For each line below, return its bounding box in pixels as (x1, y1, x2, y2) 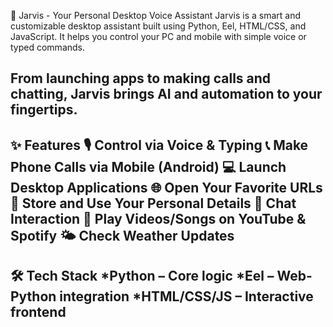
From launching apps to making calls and (10, 70, 272, 87)
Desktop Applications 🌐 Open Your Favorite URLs (10, 179, 323, 196)
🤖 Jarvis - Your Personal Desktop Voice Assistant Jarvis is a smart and (10, 10, 301, 21)
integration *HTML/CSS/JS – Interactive (59, 288, 314, 305)
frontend (10, 304, 67, 321)
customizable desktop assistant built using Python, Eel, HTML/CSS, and (10, 20, 307, 32)
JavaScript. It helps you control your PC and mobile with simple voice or (10, 31, 307, 42)
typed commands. (10, 41, 86, 53)
